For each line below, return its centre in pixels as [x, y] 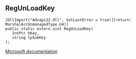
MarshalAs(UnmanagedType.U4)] [37, 24]
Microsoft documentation [31, 51]
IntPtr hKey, [25, 33]
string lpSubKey [29, 37]
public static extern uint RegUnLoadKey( [49, 29]
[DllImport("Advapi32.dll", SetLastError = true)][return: [69, 20]
